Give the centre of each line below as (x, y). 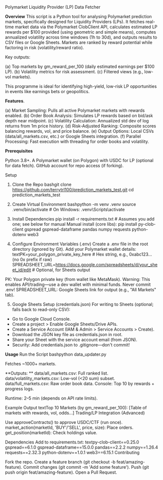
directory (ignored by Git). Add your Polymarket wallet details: (74, 249)
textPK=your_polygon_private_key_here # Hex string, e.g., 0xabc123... (82, 254)
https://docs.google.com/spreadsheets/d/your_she (106, 265)
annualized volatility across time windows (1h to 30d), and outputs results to (81, 37)
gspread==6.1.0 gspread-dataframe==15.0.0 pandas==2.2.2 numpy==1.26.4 (81, 447)
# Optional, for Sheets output (61, 270)
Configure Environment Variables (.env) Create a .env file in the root (80, 244)
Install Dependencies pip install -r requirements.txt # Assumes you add (83, 219)
